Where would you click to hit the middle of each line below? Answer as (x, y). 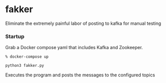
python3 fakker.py (25, 66)
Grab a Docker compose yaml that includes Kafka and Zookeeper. (74, 48)
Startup (15, 36)
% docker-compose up (27, 57)
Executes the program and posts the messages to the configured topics (80, 75)
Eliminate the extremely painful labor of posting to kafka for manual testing (83, 23)
